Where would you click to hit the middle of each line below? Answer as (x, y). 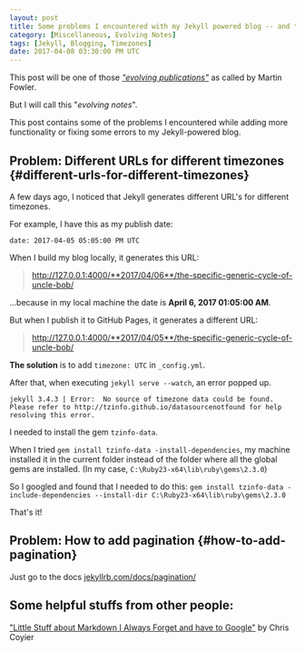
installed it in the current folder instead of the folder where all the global (143, 459)
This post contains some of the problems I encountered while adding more (149, 123)
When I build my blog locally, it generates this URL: (104, 257)
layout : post (34, 18)
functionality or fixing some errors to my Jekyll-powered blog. (125, 132)
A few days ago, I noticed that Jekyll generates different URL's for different (149, 196)
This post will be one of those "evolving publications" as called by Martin (146, 77)
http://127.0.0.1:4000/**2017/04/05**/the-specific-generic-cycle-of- (162, 337)
